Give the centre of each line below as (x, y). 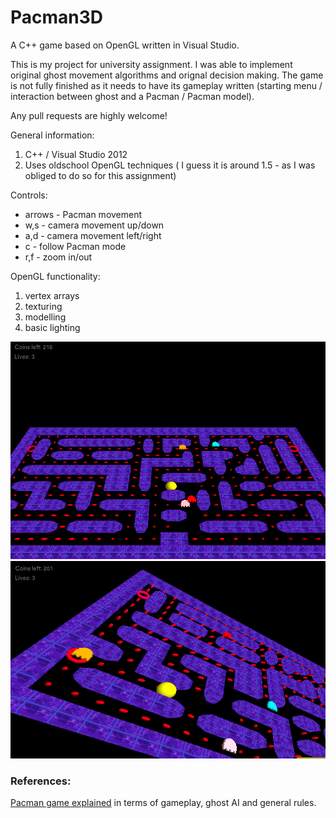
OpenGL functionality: (55, 276)
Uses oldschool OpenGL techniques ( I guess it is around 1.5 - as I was (170, 165)
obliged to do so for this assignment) (100, 175)
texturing (43, 306)
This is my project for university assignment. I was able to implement (151, 64)
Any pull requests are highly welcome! (89, 115)
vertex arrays (52, 295)
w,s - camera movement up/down (94, 225)
